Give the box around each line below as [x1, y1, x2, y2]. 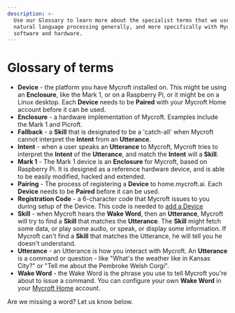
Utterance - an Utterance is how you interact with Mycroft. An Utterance [17, 246, 228, 256]
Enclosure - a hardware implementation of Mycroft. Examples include [17, 113, 218, 121]
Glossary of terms [7, 60, 114, 76]
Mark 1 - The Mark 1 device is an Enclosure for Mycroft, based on [17, 158, 208, 166]
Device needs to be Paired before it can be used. [17, 187, 160, 196]
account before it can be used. [17, 106, 106, 114]
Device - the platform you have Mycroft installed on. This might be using [17, 83, 227, 92]
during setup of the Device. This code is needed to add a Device [17, 202, 204, 211]
